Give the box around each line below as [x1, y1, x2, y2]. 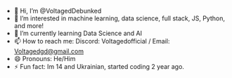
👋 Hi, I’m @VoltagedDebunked [13, 7, 102, 15]
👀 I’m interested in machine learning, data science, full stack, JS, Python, [13, 14, 225, 22]
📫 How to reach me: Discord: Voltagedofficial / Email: [13, 37, 170, 45]
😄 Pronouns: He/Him [13, 55, 76, 63]
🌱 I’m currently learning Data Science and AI [13, 29, 143, 37]
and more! [13, 22, 44, 30]
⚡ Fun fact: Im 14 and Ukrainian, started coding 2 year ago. [13, 63, 185, 70]
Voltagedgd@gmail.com [13, 47, 84, 56]
